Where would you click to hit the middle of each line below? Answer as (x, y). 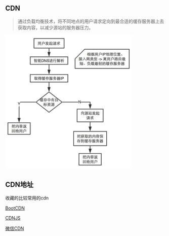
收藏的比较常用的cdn (27, 198)
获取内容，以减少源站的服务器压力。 (55, 27)
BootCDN (15, 208)
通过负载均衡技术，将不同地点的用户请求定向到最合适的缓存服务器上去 (91, 21)
